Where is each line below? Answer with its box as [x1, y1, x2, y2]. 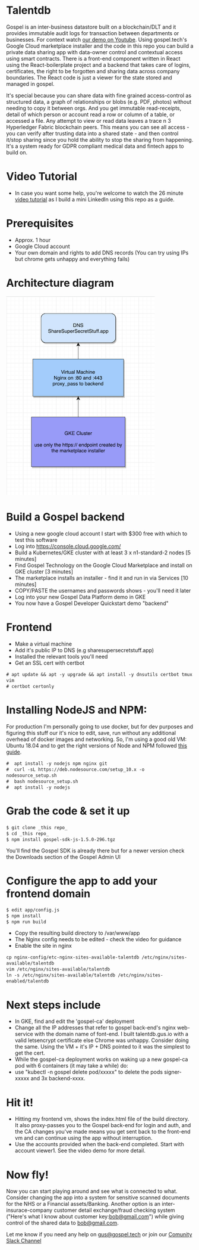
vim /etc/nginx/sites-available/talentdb [6, 966, 110, 972]
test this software [14, 536, 58, 543]
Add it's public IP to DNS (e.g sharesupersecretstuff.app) [14, 646, 154, 653]
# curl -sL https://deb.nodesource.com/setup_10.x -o [6, 767, 145, 773]
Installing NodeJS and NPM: [6, 703, 147, 716]
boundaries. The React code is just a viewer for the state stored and [6, 74, 172, 81]
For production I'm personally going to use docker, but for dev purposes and [6, 722, 193, 730]
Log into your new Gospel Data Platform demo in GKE [14, 593, 146, 600]
